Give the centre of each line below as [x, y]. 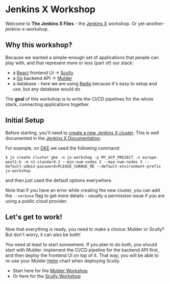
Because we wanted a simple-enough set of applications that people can [82, 57]
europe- [150, 157]
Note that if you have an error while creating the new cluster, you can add [82, 190]
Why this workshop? [39, 45]
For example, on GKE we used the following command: [63, 148]
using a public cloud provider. [37, 201]
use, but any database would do [46, 89]
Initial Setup [25, 120]
